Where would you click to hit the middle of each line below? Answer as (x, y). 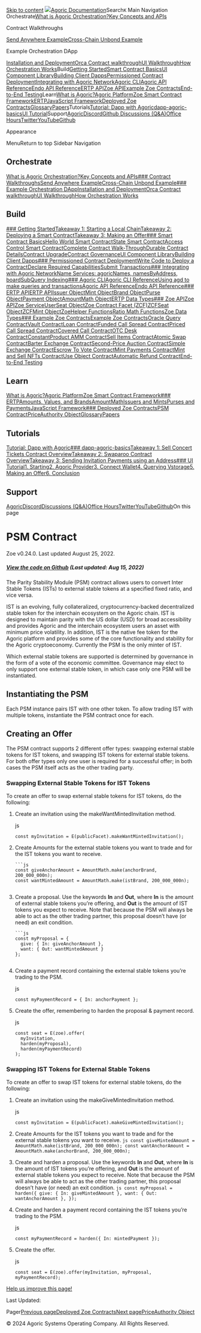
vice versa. (20, 595)
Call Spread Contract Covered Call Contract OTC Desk (72, 330)
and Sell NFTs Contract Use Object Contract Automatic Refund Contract (93, 356)
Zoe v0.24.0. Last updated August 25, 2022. (61, 553)
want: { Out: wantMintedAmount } (62, 949)
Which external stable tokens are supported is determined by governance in (100, 656)
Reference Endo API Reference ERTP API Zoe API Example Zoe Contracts (94, 88)
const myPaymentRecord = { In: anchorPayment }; (77, 1000)
